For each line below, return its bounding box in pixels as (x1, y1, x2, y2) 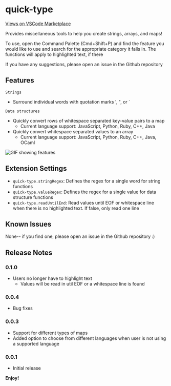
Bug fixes (12, 305, 33, 311)
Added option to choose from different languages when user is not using (12, 335, 166, 341)
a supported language (12, 340, 60, 347)
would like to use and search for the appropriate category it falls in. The (5, 46, 156, 52)
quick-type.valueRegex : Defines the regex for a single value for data (12, 189, 156, 195)
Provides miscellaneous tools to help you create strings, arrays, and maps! (5, 30, 162, 36)
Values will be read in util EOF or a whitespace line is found (20, 281, 145, 287)
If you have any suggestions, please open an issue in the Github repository (5, 61, 163, 67)
